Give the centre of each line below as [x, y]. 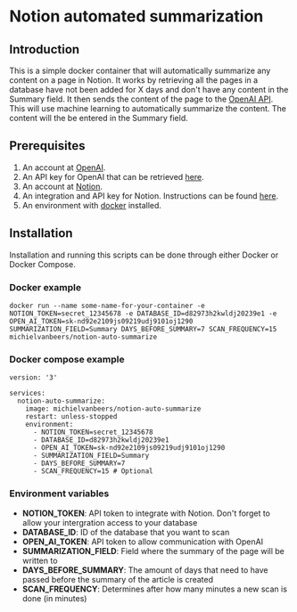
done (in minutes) [54, 598]
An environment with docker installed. [92, 205]
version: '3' [33, 378]
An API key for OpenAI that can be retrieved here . [113, 176]
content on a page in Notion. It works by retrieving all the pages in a [134, 80]
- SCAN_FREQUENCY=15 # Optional [93, 471]
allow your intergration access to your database [110, 522]
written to [40, 560]
